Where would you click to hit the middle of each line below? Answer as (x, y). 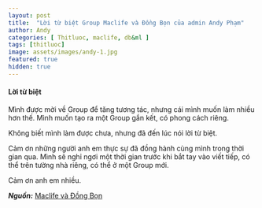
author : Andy (30, 30)
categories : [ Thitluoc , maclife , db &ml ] (79, 37)
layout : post (30, 15)
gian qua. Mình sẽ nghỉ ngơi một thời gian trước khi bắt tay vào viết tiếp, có (129, 156)
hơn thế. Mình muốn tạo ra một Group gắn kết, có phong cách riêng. (119, 117)
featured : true (33, 60)
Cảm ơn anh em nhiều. (44, 180)
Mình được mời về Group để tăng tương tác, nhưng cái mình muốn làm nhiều (131, 109)
